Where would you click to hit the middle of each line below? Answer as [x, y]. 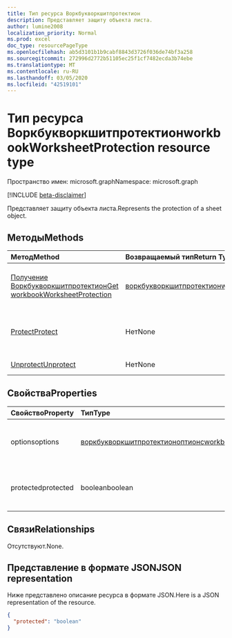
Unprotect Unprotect [43, 365]
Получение [29, 277]
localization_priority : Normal [52, 33]
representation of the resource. [51, 603]
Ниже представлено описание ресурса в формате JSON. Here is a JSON [113, 595]
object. [17, 216]
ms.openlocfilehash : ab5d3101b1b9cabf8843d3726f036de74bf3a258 [100, 53]
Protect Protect [34, 331]
